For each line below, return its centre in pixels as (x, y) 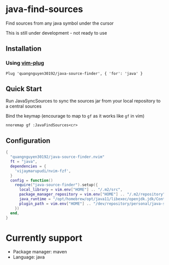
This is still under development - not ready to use (56, 33)
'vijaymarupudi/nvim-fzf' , (43, 171)
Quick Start (24, 89)
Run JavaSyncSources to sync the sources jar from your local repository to (83, 101)
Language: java (29, 257)
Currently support (44, 238)
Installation (24, 49)
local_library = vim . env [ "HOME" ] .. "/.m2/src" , (71, 190)
